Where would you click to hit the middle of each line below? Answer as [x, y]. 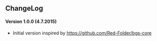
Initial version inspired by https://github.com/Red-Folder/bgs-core [82, 33]
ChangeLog [24, 8]
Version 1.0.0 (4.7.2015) [31, 21]
